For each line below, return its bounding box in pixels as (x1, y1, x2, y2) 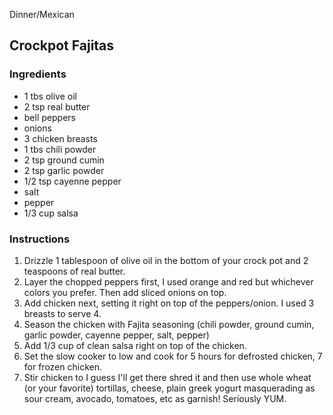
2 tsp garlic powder (23, 164, 105, 176)
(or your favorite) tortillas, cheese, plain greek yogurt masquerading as (23, 382, 316, 394)
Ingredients (9, 67, 67, 81)
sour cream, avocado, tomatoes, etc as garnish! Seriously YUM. (23, 392, 287, 404)
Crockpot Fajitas (9, 37, 115, 54)
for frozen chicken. (23, 360, 102, 373)
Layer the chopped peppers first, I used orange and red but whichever (23, 275, 314, 288)
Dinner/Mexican (9, 9, 75, 20)
